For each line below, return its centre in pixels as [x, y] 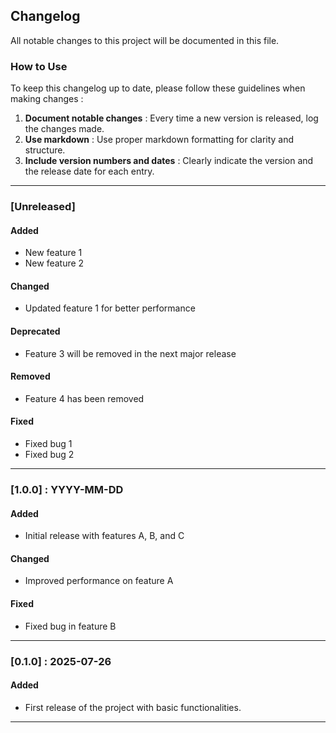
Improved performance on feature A [99, 581]
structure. [45, 150]
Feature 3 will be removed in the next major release [130, 353]
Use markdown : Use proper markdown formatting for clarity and [159, 140]
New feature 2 [54, 263]
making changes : [47, 99]
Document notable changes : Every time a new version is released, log [171, 118]
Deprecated [35, 331]
